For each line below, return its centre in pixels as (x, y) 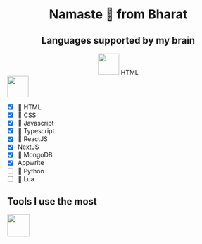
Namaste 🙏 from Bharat (118, 14)
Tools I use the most (52, 201)
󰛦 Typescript (36, 131)
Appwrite (31, 163)
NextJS (28, 147)
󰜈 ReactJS (32, 139)
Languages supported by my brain (118, 41)
